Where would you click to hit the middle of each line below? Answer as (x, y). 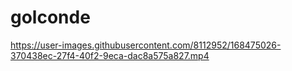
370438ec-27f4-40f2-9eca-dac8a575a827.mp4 (110, 55)
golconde (50, 17)
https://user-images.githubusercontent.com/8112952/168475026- (146, 45)
